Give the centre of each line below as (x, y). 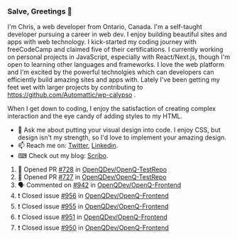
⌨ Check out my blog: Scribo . (63, 156)
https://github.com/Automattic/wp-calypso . (72, 95)
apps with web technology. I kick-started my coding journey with (102, 42)
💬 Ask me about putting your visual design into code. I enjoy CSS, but (119, 130)
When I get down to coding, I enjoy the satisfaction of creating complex (112, 109)
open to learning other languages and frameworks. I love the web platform (116, 65)
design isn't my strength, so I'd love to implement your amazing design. (122, 137)
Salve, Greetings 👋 (40, 11)
